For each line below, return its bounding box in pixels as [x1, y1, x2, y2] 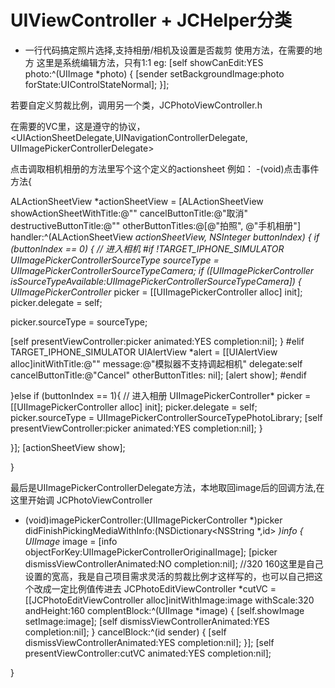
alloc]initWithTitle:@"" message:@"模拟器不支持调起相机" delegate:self [10, 357, 303, 370]
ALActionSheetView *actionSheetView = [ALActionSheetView [10, 195, 264, 207]
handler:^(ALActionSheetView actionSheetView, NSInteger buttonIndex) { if [10, 231, 320, 243]
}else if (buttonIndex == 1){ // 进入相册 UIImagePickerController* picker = [10, 389, 312, 401]
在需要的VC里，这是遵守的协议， [10, 120, 146, 132]
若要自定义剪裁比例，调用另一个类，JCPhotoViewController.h [10, 99, 263, 111]
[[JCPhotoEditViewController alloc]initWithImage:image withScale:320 [24, 594, 315, 606]
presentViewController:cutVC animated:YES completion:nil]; [24, 647, 272, 659]
